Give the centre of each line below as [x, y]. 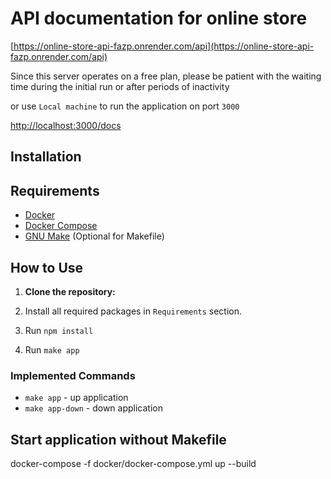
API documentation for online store [159, 18]
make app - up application [76, 398]
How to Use [47, 267]
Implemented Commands [73, 375]
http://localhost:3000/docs [66, 125]
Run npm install [59, 330]
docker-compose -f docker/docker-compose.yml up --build [133, 464]
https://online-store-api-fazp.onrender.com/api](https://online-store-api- [164, 46]
